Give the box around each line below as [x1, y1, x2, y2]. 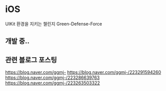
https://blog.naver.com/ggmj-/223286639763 [5, 74, 100, 81]
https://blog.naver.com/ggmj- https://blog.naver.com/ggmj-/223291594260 [5, 69, 161, 75]
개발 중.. [5, 37, 30, 46]
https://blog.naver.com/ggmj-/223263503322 [5, 80, 100, 86]
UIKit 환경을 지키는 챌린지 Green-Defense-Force [5, 21, 102, 27]
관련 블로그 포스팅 [5, 55, 57, 64]
